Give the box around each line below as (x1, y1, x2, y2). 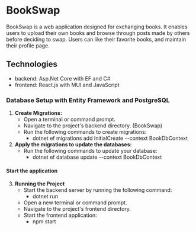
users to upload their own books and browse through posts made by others (6, 29, 190, 36)
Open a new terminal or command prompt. (23, 199, 127, 206)
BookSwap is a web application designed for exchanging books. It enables (6, 23, 188, 30)
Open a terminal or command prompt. (23, 116, 115, 123)
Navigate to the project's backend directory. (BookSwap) (23, 122, 163, 129)
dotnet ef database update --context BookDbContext (32, 153, 162, 161)
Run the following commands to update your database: (23, 147, 158, 155)
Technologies (6, 59, 58, 69)
